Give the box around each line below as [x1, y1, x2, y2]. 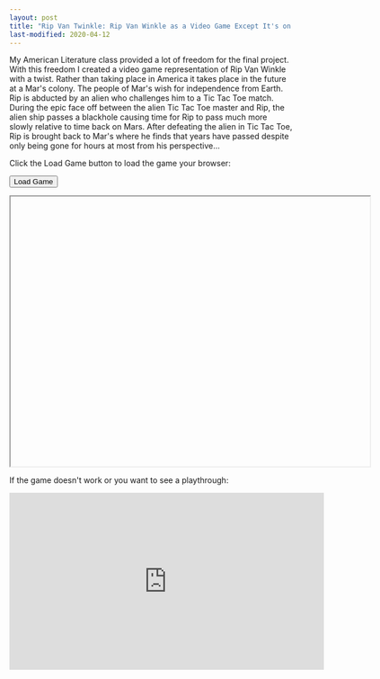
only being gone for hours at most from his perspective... [9, 140, 220, 151]
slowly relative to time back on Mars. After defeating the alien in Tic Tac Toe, [9, 121, 293, 132]
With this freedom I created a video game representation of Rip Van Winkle [9, 64, 287, 75]
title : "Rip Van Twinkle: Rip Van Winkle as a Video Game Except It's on [9, 22, 292, 31]
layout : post [9, 13, 58, 22]
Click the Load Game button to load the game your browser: [9, 158, 231, 169]
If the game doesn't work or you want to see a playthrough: [9, 475, 229, 486]
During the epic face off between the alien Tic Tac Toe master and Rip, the [9, 103, 285, 113]
